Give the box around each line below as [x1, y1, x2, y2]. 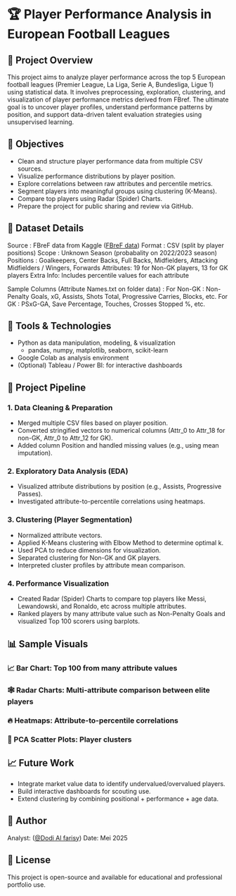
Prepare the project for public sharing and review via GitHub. [17, 202, 194, 210]
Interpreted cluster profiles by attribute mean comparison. [17, 560, 186, 569]
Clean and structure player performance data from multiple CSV [17, 157, 203, 165]
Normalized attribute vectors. [17, 531, 103, 539]
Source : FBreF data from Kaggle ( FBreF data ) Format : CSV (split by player [7, 241, 225, 250]
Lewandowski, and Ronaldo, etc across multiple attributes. [17, 602, 187, 610]
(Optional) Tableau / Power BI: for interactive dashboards [17, 361, 183, 369]
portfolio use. [7, 880, 46, 889]
